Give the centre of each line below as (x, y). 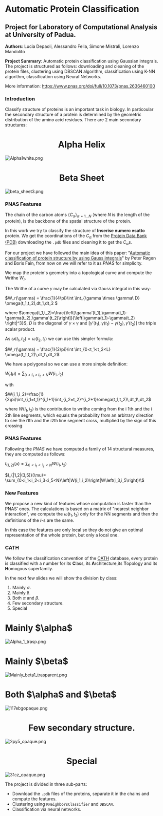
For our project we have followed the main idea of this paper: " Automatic (78, 253)
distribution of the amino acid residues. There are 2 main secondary (73, 120)
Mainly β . (21, 593)
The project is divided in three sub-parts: (46, 784)
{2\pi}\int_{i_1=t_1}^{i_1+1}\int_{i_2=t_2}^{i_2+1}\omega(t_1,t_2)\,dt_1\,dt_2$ (78, 400)
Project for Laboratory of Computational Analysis (81, 27)
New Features (22, 493)
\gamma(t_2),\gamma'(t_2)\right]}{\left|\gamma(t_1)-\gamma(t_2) (70, 318)
